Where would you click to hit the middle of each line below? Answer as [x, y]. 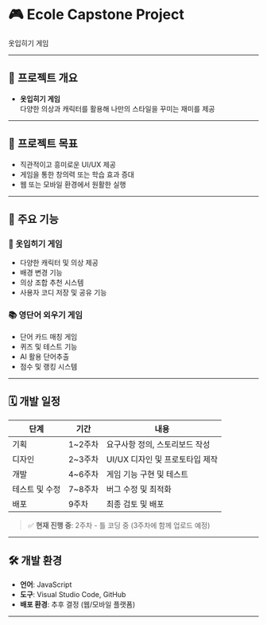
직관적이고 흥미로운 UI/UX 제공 [68, 164]
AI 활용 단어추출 [44, 356]
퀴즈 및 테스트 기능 [48, 346]
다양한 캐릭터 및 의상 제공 [59, 263]
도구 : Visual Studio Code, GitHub [73, 595]
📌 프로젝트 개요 [43, 78]
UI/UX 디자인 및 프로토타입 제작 [162, 459]
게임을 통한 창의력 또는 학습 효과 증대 [77, 174]
